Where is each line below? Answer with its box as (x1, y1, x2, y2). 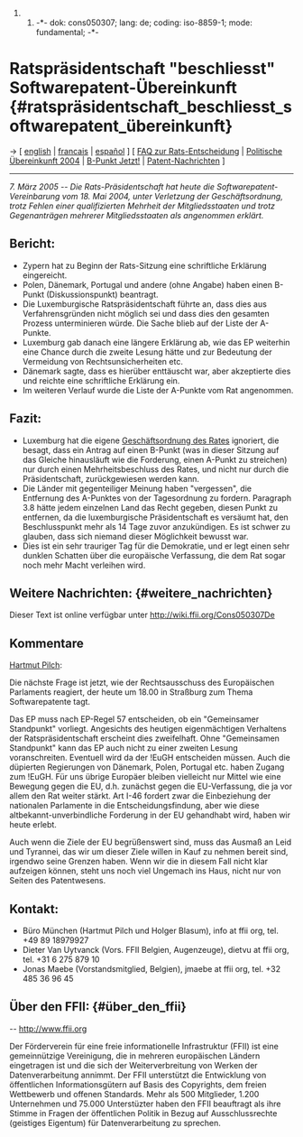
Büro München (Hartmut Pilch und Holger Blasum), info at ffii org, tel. (22, 925, 280, 936)
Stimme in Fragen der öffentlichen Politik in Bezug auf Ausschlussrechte (9, 1107, 278, 1118)
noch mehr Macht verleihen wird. (22, 559, 146, 570)
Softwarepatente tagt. (9, 697, 91, 707)
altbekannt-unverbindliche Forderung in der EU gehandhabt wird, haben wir (9, 809, 291, 820)
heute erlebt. (9, 819, 57, 830)
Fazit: (9, 411, 42, 427)
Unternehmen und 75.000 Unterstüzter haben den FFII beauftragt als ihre (9, 1098, 281, 1109)
